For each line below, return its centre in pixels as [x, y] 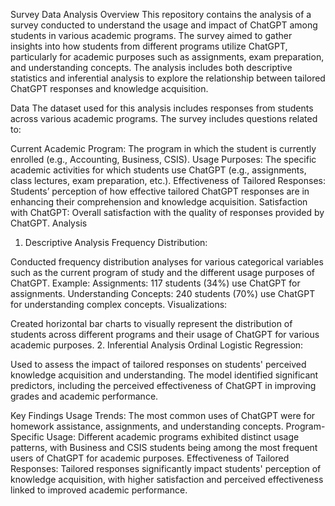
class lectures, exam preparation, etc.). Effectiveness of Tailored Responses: [168, 180]
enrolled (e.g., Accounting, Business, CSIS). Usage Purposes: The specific [163, 159]
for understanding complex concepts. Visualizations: [119, 304]
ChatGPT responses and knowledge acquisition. [109, 88]
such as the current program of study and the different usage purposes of [163, 272]
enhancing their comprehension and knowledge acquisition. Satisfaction [159, 202]
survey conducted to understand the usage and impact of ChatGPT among [164, 25]
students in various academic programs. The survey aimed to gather [151, 35]
